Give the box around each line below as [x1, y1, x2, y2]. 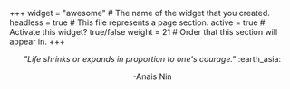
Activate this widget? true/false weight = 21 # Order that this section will [9, 27, 278, 37]
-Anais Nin [132, 71, 172, 82]
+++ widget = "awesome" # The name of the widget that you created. [9, 8, 270, 18]
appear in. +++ [9, 36, 65, 47]
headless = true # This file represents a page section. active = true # [9, 17, 266, 28]
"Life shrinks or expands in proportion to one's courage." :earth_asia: [23, 54, 282, 64]
